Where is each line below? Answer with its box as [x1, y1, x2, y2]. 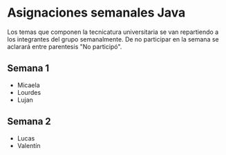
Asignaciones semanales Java [7, 5, 186, 21]
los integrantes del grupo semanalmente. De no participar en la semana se [7, 35, 219, 43]
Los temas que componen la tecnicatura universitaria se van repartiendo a [7, 28, 219, 36]
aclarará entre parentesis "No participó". [7, 42, 122, 51]
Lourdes [17, 88, 41, 96]
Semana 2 [7, 116, 52, 127]
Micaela [17, 81, 40, 89]
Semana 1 [7, 62, 50, 74]
